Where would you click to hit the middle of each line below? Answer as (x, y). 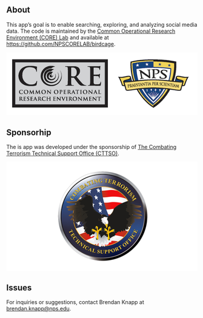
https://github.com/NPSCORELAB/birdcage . (61, 44)
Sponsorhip (29, 132)
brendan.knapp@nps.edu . (39, 309)
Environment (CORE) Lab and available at (58, 37)
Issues (19, 288)
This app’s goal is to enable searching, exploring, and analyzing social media (102, 24)
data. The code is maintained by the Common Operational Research (91, 31)
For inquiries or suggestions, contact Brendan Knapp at (75, 302)
